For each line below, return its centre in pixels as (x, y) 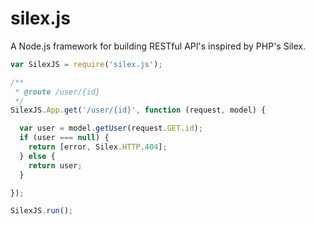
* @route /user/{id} (57, 92)
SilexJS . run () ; (42, 211)
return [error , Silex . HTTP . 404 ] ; (98, 147)
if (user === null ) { (64, 138)
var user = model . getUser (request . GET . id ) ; (111, 128)
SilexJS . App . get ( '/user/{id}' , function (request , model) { (138, 110)
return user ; (55, 165)
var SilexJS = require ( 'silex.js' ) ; (86, 64)
